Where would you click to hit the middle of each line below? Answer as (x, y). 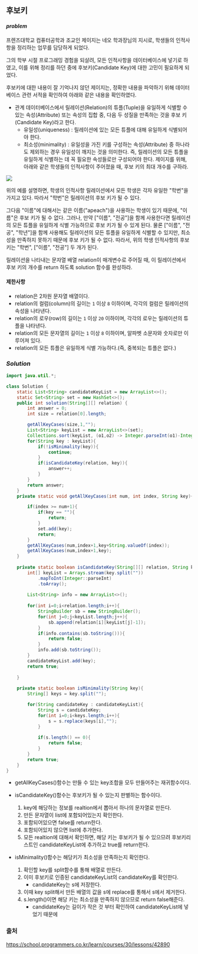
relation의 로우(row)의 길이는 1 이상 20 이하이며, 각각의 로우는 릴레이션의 (98, 318)
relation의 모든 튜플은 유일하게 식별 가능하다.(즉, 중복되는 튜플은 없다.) (95, 347)
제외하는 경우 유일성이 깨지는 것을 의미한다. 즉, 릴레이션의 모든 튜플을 (109, 152)
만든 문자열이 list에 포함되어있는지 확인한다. (73, 815)
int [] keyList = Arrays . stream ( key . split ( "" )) (85, 573)
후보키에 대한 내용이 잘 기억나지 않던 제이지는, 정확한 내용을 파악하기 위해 (90, 87)
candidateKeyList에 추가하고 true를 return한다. (94, 845)
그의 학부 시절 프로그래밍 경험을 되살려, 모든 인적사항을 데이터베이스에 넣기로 (94, 60)
